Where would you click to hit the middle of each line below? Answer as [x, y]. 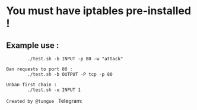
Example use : [33, 45]
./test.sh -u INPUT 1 [54, 90]
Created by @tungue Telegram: [45, 101]
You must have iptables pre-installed [99, 11]
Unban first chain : [32, 85]
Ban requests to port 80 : [39, 69]
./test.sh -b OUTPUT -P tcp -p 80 [70, 75]
